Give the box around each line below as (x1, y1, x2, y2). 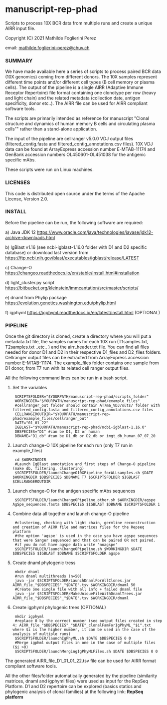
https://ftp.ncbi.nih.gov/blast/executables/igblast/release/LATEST (5, 255, 140, 261)
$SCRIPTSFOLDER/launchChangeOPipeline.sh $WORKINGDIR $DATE (14, 547, 143, 552)
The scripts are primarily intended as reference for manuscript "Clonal (5, 115, 150, 121)
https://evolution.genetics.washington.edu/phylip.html (5, 300, 116, 306)
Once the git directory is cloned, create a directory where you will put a (5, 333, 152, 339)
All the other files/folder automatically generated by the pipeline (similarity (5, 673, 158, 679)
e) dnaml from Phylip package (5, 294, 67, 300)
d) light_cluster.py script (5, 279, 55, 285)
